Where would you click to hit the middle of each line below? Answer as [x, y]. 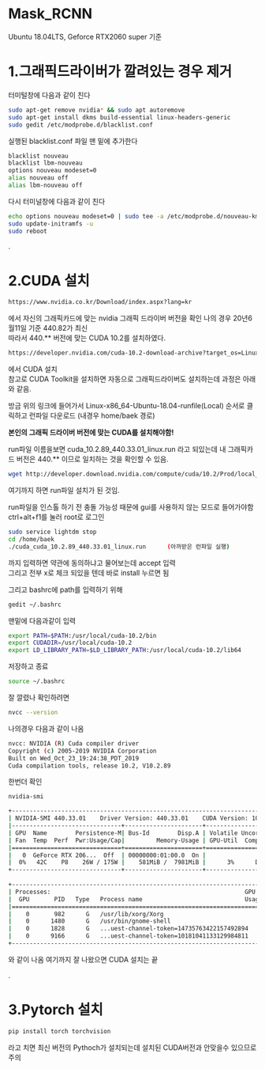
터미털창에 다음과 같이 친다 [49, 95]
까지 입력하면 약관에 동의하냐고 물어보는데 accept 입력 [92, 563]
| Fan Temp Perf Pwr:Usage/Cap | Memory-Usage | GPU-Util [123, 840]
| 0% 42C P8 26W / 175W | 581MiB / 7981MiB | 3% [121, 862]
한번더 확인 [25, 782]
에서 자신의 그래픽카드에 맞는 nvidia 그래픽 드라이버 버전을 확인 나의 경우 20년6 [130, 318]
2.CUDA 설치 [49, 281]
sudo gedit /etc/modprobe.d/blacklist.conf [81, 125]
